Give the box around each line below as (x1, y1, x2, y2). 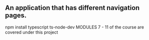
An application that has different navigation (5, 4, 140, 12)
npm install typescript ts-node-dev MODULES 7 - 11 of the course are (5, 24, 145, 30)
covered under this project (5, 29, 58, 35)
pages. (5, 12, 27, 20)
